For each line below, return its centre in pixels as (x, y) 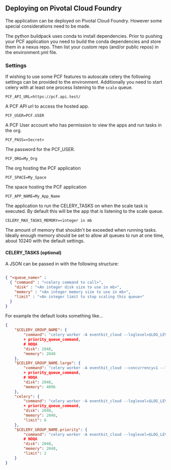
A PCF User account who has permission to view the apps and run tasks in (83, 125)
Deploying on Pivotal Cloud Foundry (64, 8)
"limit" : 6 (35, 420)
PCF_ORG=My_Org (21, 159)
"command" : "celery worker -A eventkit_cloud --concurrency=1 (91, 368)
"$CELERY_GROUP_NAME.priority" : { (51, 430)
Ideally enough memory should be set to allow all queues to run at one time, (85, 236)
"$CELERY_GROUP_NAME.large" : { (48, 363)
